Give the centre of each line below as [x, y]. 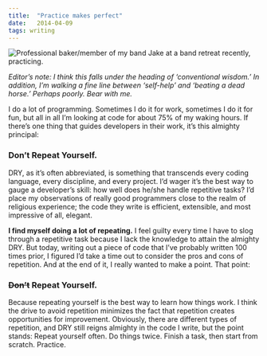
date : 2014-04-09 [41, 23]
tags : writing [32, 30]
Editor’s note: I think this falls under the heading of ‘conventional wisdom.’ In [134, 77]
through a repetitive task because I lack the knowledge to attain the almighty [134, 239]
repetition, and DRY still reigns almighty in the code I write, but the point [126, 327]
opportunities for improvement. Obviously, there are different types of [123, 319]
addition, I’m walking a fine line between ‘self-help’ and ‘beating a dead [127, 85]
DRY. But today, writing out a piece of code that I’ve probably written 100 [128, 247]
